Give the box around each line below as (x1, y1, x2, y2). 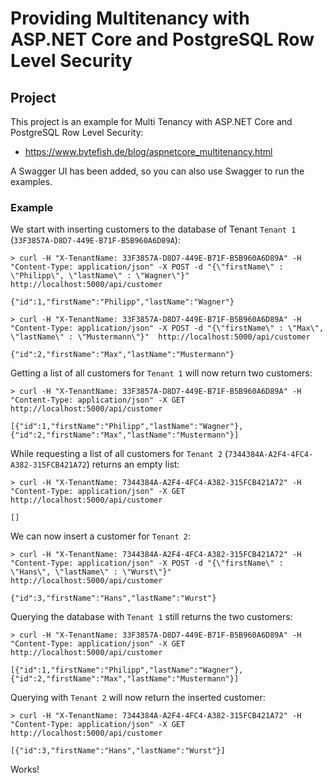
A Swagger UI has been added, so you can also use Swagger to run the (10, 165, 305, 177)
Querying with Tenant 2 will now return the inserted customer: (10, 692, 266, 704)
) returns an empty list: (86, 458, 180, 471)
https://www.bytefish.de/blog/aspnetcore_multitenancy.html (24, 146, 273, 157)
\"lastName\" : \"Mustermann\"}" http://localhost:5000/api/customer (10, 332, 311, 342)
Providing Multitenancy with (10, 7, 250, 30)
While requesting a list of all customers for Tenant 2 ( (10, 448, 229, 460)
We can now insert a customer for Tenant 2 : (10, 530, 192, 542)
